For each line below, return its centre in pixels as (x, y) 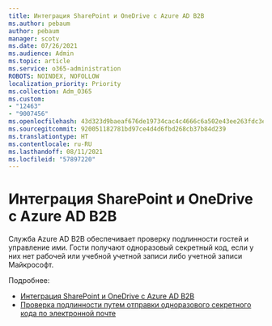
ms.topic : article (39, 62)
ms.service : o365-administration (65, 69)
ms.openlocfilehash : (43, 122)
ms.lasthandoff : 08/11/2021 (56, 152)
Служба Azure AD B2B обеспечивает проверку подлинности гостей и (129, 239)
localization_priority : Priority (65, 84)
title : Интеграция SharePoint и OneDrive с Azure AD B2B (106, 16)
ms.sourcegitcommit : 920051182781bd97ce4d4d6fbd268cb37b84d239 (117, 129)
